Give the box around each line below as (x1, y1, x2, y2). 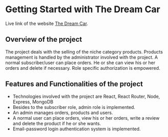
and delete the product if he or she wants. (12, 120, 101, 126)
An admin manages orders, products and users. (12, 109, 113, 116)
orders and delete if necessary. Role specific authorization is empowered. (5, 65, 160, 71)
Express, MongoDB (12, 98, 54, 105)
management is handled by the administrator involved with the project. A (5, 54, 158, 60)
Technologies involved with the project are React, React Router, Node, (12, 93, 160, 99)
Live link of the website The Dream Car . (5, 20, 88, 26)
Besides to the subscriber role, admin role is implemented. (12, 104, 135, 110)
